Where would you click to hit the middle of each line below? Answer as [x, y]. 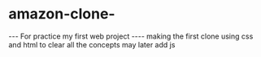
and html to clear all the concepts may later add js [92, 44]
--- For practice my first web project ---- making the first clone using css [131, 36]
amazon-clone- [62, 14]
